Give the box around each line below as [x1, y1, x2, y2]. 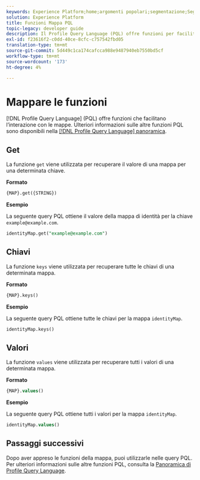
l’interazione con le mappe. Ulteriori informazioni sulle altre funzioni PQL [6, 121, 184, 128]
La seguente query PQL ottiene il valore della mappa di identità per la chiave [6, 213, 193, 220]
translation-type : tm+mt [6, 42, 68, 48]
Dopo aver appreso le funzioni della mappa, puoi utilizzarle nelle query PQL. [6, 454, 192, 461]
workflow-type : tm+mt [6, 53, 60, 59]
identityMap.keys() [6, 326, 55, 332]
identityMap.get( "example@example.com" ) [6, 230, 108, 236]
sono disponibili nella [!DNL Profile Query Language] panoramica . [6, 128, 167, 135]
